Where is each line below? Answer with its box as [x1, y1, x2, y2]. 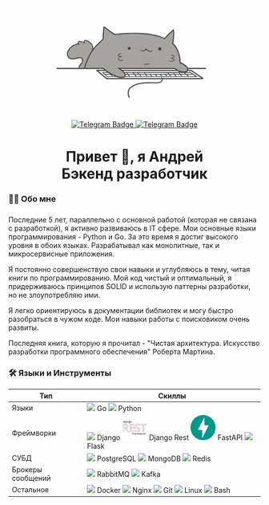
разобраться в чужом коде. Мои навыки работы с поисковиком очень [8, 314, 251, 324]
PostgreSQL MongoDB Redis [97, 454, 211, 463]
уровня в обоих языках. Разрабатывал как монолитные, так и [8, 240, 220, 250]
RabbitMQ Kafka [97, 470, 161, 479]
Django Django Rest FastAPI [97, 433, 243, 442]
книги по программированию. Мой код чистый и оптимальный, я [8, 273, 232, 283]
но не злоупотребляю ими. [8, 290, 101, 299]
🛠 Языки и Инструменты [8, 367, 112, 378]
